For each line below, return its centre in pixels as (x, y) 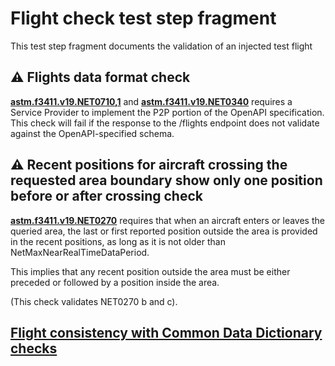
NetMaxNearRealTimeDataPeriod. (80, 252)
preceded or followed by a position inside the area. (115, 282)
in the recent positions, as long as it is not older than (118, 241)
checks (34, 348)
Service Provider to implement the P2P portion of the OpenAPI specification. (167, 112)
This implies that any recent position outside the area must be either (150, 271)
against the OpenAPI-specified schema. (92, 133)
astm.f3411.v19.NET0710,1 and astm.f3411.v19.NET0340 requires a (151, 101)
